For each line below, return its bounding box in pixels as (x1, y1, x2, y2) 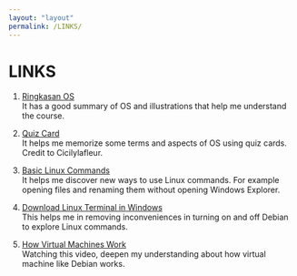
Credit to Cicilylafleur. (21, 148, 104, 158)
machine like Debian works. (21, 259, 125, 270)
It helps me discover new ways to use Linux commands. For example (21, 175, 280, 186)
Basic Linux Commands (21, 165, 111, 176)
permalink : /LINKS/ (8, 22, 83, 31)
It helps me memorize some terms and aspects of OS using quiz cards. (21, 138, 288, 148)
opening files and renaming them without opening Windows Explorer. (21, 184, 281, 196)
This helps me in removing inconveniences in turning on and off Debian (21, 211, 289, 223)
